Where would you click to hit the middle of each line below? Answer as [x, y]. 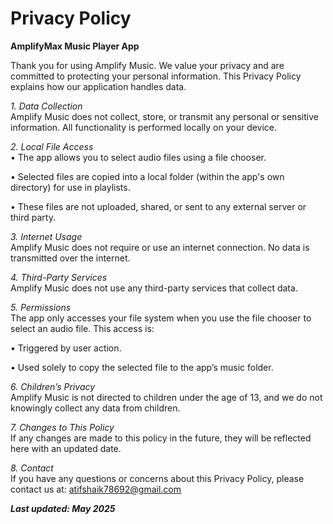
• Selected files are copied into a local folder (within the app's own [147, 176]
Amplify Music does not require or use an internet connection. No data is [160, 247]
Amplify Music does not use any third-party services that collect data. [154, 288]
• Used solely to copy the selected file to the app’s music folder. [142, 367]
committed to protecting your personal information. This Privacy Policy [156, 76]
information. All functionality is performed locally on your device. [144, 127]
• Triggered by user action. [66, 348]
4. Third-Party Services [59, 277]
